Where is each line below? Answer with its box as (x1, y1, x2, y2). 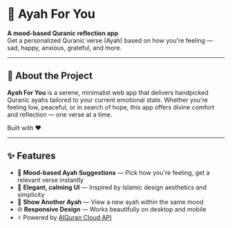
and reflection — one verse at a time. (7, 110, 113, 118)
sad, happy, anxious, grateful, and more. (7, 43, 122, 52)
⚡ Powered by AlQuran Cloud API (17, 213, 112, 221)
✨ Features (7, 150, 56, 162)
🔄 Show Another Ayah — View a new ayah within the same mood (17, 198, 204, 206)
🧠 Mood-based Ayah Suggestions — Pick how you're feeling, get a (17, 168, 210, 176)
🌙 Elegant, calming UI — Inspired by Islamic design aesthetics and (17, 183, 207, 191)
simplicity (17, 190, 45, 198)
